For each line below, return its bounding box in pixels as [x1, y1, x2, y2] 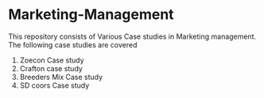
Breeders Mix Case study [19, 72, 103, 81]
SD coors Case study [19, 81, 90, 90]
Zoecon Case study [19, 55, 85, 65]
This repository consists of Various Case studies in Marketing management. [8, 32, 257, 41]
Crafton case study [19, 63, 83, 73]
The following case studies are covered [8, 40, 138, 49]
